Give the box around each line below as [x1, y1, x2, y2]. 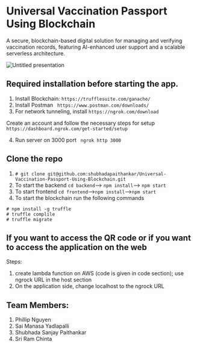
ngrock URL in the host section [14, 276, 92, 284]
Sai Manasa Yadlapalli [14, 322, 69, 330]
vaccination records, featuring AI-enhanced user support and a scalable [6, 43, 186, 51]
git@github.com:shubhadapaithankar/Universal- [47, 170, 167, 177]
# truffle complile [6, 211, 55, 217]
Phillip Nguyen [14, 316, 51, 324]
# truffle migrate [6, 216, 52, 222]
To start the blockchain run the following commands [14, 194, 145, 201]
